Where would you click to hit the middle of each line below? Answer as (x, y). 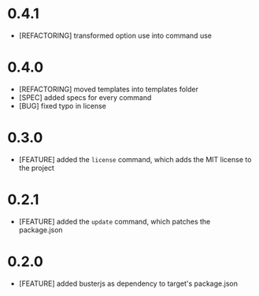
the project (36, 168)
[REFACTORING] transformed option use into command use (115, 35)
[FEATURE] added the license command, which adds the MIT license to (135, 159)
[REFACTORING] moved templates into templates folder (108, 89)
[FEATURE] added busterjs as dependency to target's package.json (128, 283)
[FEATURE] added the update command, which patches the (115, 221)
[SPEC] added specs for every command (85, 97)
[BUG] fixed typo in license (63, 105)
